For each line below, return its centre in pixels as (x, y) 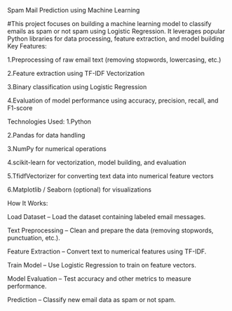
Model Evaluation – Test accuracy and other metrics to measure (99, 279)
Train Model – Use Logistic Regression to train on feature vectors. (102, 265)
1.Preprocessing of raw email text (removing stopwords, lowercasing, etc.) (114, 60)
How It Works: (28, 203)
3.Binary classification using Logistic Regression (77, 87)
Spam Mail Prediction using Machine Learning (74, 10)
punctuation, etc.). (34, 238)
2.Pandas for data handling (46, 135)
